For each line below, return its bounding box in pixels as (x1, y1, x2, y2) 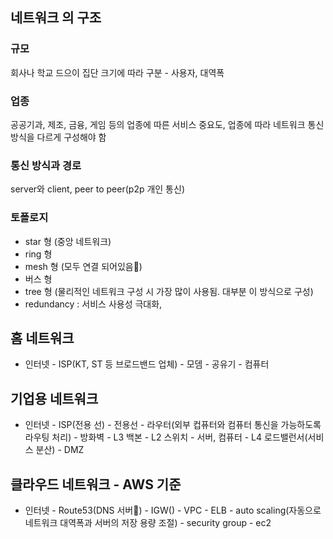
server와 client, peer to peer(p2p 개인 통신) (10, 183, 185, 195)
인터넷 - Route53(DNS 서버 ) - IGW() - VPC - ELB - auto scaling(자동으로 (24, 504, 322, 517)
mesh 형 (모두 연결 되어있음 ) (24, 260, 143, 272)
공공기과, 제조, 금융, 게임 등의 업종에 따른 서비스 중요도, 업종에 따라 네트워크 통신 (10, 118, 325, 130)
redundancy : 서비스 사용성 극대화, (24, 298, 163, 310)
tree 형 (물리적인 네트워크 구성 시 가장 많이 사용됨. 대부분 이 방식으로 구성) (24, 285, 314, 297)
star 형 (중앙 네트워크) (24, 235, 112, 247)
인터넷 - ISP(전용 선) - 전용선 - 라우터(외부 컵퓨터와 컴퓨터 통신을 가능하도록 (24, 419, 322, 431)
